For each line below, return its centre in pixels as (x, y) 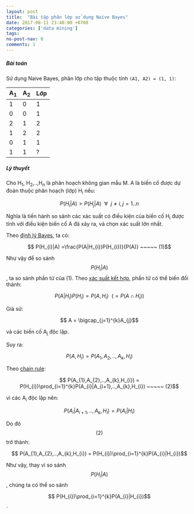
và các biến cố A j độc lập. (38, 332)
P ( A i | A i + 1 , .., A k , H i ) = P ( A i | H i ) (99, 411)
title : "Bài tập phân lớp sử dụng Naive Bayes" (67, 17)
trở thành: (18, 442)
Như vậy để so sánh (30, 258)
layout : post (22, 12)
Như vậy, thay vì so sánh (36, 465)
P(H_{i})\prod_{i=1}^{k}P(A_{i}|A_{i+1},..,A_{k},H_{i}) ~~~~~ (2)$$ (99, 386)
